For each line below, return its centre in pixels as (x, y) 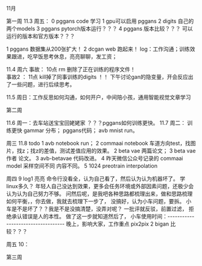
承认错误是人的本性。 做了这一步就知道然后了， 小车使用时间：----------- (103, 216)
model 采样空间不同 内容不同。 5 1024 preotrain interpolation (82, 166)
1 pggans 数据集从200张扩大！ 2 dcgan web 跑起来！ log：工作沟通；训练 (98, 49)
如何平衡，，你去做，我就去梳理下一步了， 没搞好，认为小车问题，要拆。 (96, 201)
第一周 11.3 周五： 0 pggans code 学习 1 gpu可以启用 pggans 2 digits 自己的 (100, 21)
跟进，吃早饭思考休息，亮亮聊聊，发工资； (64, 56)
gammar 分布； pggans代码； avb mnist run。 (80, 130)
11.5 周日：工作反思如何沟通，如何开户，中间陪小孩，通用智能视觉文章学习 (99, 97)
